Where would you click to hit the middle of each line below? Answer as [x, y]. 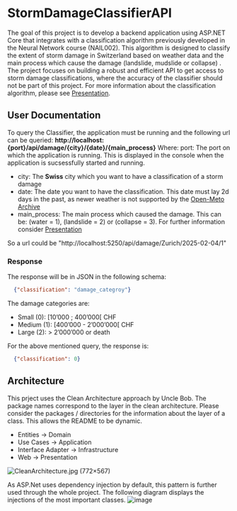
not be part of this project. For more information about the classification [111, 85]
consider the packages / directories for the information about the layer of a [116, 413]
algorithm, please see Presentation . [59, 93]
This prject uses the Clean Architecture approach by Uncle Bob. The [107, 398]
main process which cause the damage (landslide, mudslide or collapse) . [114, 62]
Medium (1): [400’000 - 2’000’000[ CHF [76, 324]
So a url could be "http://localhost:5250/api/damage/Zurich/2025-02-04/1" [117, 243]
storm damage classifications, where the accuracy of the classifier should [115, 78]
